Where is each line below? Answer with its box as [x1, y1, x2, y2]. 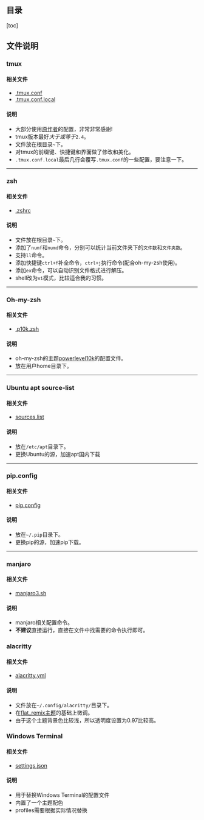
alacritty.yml [15, 672, 46, 679]
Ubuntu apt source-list [6, 384, 75, 392]
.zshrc [15, 207, 32, 214]
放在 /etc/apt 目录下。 [15, 443, 70, 450]
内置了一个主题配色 [15, 799, 64, 806]
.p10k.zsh [15, 325, 39, 333]
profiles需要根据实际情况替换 [15, 806, 88, 814]
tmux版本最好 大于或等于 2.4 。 [15, 133, 90, 140]
